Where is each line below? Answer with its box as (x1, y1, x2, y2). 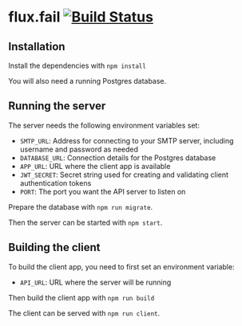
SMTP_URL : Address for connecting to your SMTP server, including (19, 136, 234, 145)
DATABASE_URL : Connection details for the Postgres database (19, 152, 216, 163)
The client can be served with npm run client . (8, 308, 161, 318)
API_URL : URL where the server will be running (19, 277, 172, 287)
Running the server (8, 100, 106, 113)
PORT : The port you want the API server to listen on (19, 187, 186, 196)
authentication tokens (19, 178, 92, 187)
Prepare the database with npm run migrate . (8, 202, 153, 211)
